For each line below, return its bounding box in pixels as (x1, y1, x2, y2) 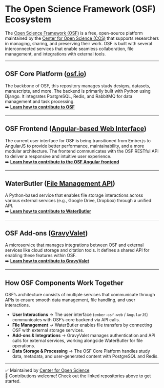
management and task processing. (5, 98, 75, 104)
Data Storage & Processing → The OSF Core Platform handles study (12, 348, 150, 354)
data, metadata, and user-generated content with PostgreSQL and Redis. (12, 353, 159, 359)
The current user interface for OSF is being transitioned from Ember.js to (5, 137, 151, 143)
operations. (12, 343, 36, 349)
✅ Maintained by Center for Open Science (5, 367, 90, 373)
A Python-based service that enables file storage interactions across (5, 192, 143, 198)
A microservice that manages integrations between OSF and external (5, 242, 144, 248)
